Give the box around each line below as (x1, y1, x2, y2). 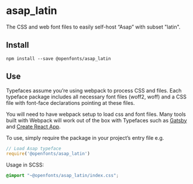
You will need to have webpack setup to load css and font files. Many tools (6, 111, 186, 118)
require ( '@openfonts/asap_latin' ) (6, 151, 91, 157)
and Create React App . (6, 123, 61, 130)
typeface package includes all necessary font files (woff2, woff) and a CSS (6, 93, 187, 100)
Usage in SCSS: (6, 161, 44, 168)
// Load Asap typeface (6, 146, 61, 151)
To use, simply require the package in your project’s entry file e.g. (6, 134, 164, 141)
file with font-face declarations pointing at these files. (6, 99, 135, 106)
